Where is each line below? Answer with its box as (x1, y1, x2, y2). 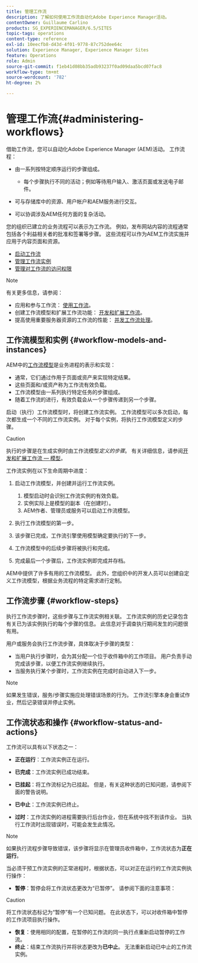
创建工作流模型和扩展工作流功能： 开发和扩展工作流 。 (14, 309, 146, 316)
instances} (6, 345, 47, 355)
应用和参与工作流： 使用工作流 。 (14, 302, 94, 309)
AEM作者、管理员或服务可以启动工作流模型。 (23, 507, 134, 514)
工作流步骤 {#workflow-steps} (6, 596, 119, 606)
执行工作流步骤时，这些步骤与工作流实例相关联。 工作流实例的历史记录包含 (6, 612, 189, 620)
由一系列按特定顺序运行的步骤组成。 (14, 165, 103, 172)
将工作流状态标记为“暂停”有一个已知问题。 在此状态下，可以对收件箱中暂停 (6, 909, 188, 916)
